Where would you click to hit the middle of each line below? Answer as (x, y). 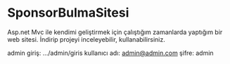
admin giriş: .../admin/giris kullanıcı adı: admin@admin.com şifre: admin (110, 53)
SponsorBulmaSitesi (68, 13)
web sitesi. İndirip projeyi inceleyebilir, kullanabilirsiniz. (86, 39)
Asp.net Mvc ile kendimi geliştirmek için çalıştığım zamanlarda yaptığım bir (115, 32)
